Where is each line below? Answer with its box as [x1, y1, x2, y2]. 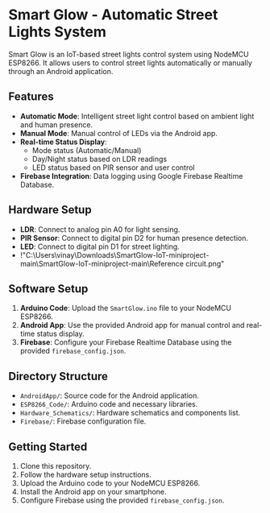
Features [8, 90, 54, 104]
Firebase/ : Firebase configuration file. [19, 416, 147, 426]
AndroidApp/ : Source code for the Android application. [19, 391, 199, 400]
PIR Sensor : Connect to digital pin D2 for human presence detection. [19, 233, 248, 242]
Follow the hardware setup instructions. [19, 470, 152, 479]
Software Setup [8, 282, 89, 296]
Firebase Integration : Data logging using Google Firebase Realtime [19, 171, 243, 180]
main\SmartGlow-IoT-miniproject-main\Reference [19, 259, 184, 268]
